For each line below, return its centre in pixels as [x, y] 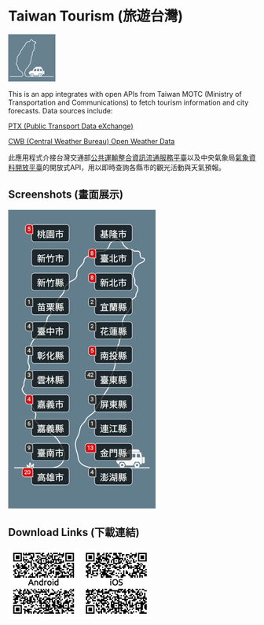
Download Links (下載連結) [74, 533]
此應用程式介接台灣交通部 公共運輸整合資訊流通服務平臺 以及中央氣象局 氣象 [128, 157]
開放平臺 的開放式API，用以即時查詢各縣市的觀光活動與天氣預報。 [120, 167]
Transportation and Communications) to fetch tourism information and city [128, 102]
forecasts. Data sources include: [60, 110]
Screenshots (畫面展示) [66, 195]
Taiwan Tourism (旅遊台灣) [95, 16]
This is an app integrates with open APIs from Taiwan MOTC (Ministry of [125, 94]
